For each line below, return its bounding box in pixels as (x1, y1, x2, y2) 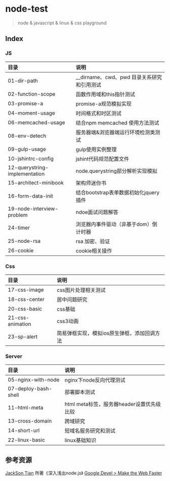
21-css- (8, 314, 29, 321)
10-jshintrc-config (8, 155, 54, 162)
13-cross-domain (8, 418, 52, 425)
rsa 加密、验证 (75, 238, 110, 245)
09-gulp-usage (8, 145, 47, 153)
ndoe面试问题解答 (75, 208, 119, 215)
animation (8, 320, 31, 327)
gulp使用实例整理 (75, 145, 117, 153)
